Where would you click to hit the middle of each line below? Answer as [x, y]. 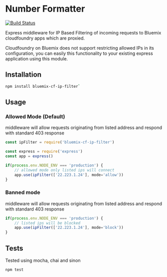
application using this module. [37, 58]
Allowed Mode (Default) [35, 116]
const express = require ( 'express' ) [44, 152]
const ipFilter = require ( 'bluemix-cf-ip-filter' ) [60, 143]
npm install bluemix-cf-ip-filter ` [43, 86]
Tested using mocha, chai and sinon [43, 261]
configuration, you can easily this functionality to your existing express [79, 53]
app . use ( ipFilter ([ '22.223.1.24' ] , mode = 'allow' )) [69, 175]
